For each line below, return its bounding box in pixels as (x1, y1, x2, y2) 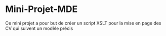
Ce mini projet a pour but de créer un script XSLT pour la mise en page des (5, 20, 161, 26)
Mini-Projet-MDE (5, 3, 78, 15)
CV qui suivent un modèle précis (5, 25, 73, 31)
